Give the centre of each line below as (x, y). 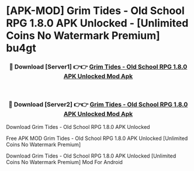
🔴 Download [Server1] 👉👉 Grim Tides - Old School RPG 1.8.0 (98, 67)
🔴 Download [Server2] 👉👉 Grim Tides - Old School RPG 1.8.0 (98, 105)
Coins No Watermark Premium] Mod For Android (64, 162)
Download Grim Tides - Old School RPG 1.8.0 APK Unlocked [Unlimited (91, 156)
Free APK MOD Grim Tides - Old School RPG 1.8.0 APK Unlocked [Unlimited (97, 138)
